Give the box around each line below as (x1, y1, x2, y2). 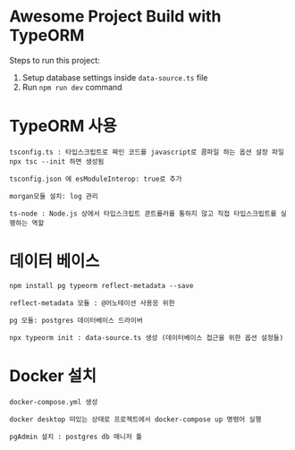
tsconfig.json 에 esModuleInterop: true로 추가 (9, 174, 182, 183)
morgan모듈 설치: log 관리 (9, 191, 98, 200)
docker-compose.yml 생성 (9, 397, 98, 406)
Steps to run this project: (9, 55, 100, 65)
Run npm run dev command (21, 81, 122, 92)
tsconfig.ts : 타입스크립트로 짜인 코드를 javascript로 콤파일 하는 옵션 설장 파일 (9, 148, 284, 157)
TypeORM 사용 (9, 116, 118, 136)
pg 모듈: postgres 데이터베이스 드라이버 (9, 316, 143, 325)
